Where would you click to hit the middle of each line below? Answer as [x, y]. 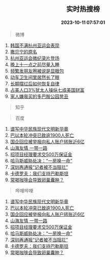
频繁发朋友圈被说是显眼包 [37, 71]
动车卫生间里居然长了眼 [35, 77]
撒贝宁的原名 [23, 51]
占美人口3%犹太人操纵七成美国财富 [47, 90]
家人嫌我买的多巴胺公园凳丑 [39, 96]
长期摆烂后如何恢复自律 [35, 84]
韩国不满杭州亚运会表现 [35, 45]
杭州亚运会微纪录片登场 [35, 58]
